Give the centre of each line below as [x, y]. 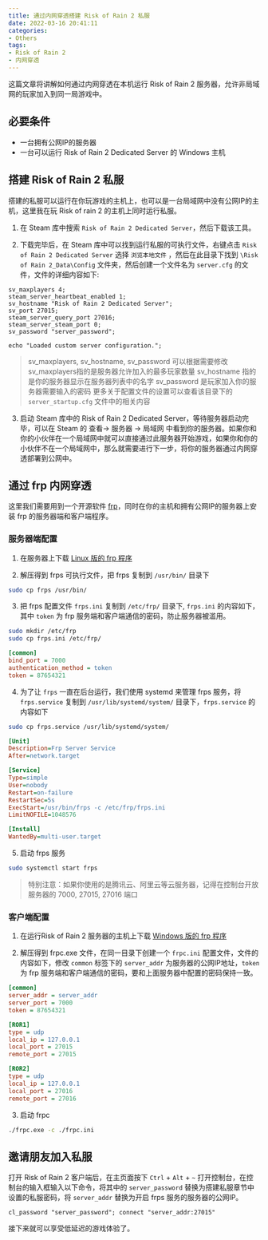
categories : [28, 30]
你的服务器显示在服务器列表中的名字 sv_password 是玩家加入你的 [142, 381]
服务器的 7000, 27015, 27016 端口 [83, 894]
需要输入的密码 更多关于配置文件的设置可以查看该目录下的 [137, 391]
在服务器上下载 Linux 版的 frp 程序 [76, 558]
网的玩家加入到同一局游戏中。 [57, 93]
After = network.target [44, 756]
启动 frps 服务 [43, 853]
